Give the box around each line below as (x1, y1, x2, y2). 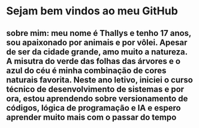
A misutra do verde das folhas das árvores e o (6, 56, 181, 66)
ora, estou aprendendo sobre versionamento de (6, 93, 188, 103)
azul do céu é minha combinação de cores (6, 65, 167, 75)
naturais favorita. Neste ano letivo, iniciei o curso (6, 75, 193, 85)
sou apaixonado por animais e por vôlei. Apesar (6, 37, 188, 47)
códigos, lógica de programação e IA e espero (6, 103, 181, 113)
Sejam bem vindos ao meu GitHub (6, 4, 178, 18)
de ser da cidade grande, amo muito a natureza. (6, 47, 188, 57)
